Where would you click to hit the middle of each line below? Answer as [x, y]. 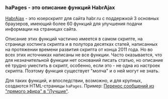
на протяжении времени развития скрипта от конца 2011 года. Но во [79, 50]
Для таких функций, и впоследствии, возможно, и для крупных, [74, 81]
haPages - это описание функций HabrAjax [60, 8]
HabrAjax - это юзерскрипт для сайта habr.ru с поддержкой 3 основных [82, 19]
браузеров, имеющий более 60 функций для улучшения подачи [74, 24]
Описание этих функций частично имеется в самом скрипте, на [74, 39]
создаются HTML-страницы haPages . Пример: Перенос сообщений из [80, 86]
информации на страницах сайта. [41, 29]
